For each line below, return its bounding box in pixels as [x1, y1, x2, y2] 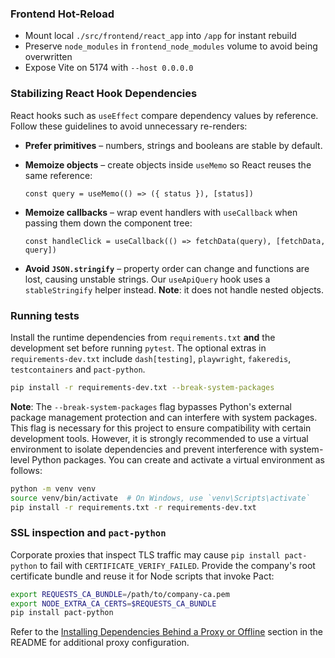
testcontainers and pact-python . [10, 363, 146, 375]
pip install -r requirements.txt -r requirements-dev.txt [10, 502, 257, 512]
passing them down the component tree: [24, 217, 193, 229]
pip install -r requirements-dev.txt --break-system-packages [10, 382, 275, 392]
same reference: [24, 169, 93, 181]
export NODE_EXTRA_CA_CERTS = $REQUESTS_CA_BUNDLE [10, 598, 217, 609]
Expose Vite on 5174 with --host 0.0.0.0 [24, 62, 194, 74]
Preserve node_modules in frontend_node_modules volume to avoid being [24, 40, 318, 52]
